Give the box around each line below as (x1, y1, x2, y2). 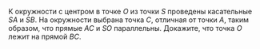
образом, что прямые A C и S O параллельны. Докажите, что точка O (8, 24, 242, 32)
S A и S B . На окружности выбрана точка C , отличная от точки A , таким (8, 15, 250, 24)
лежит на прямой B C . (8, 32, 82, 41)
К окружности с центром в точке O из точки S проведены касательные (8, 7, 253, 16)
